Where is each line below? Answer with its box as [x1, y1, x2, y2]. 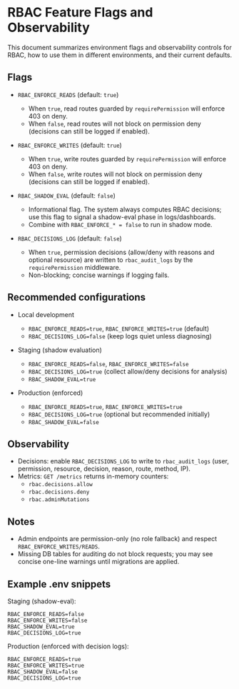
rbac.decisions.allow [28, 481, 93, 488]
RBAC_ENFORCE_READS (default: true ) [17, 90, 119, 99]
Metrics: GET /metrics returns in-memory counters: [17, 472, 169, 481]
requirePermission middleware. [28, 263, 121, 271]
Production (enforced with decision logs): [7, 642, 130, 650]
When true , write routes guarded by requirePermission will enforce [28, 154, 227, 163]
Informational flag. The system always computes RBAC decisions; [28, 205, 222, 213]
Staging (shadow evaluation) [17, 346, 102, 354]
